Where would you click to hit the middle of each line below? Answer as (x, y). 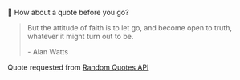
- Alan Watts (48, 52)
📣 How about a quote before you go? (68, 12)
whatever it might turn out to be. (80, 36)
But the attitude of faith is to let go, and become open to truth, (129, 28)
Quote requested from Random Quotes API (78, 67)
